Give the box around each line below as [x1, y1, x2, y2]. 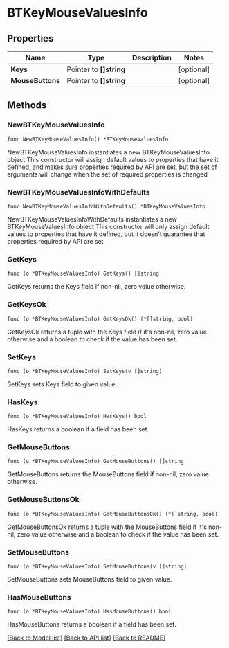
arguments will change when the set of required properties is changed [7, 170, 208, 178]
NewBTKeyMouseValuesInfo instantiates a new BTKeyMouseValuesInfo [7, 147, 210, 156]
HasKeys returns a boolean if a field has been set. [7, 425, 149, 433]
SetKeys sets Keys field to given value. [7, 379, 118, 388]
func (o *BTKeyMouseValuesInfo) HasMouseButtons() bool [7, 608, 172, 615]
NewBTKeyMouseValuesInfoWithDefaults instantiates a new [7, 215, 178, 223]
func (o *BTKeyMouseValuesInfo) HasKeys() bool [7, 413, 147, 420]
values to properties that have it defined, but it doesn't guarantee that [7, 230, 205, 238]
